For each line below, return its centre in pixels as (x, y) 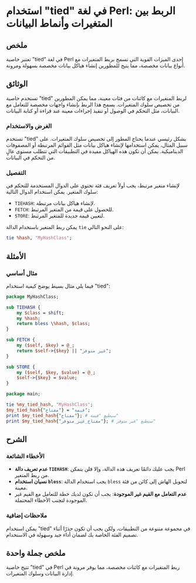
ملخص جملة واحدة (36, 553)
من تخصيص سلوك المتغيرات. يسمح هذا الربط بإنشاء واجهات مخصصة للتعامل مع (93, 104)
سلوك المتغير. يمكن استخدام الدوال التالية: (52, 192)
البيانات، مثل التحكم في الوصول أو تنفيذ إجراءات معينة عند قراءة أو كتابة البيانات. (93, 111)
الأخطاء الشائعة (26, 456)
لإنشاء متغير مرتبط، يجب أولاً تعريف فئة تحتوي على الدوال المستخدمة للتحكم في (93, 185)
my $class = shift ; (40, 313)
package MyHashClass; (33, 297)
